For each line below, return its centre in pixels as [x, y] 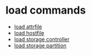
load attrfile [28, 27]
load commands [46, 10]
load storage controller [42, 39]
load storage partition [40, 46]
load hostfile [29, 33]
